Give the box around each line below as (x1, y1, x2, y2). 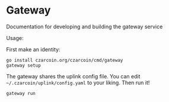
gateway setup (6, 62, 42, 68)
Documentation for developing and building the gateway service (6, 23, 163, 30)
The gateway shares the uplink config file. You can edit (6, 73, 141, 80)
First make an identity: (6, 45, 60, 53)
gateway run (6, 90, 36, 96)
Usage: (6, 34, 24, 41)
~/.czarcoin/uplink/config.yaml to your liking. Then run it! (6, 79, 150, 86)
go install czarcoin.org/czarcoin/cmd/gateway (6, 57, 123, 63)
